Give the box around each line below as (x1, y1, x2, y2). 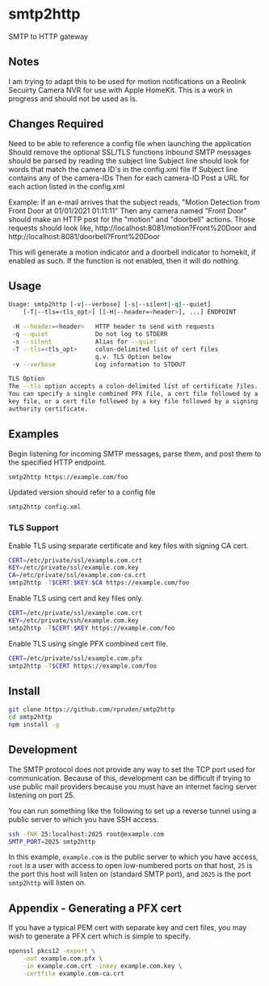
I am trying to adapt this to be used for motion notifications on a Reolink (8, 76, 246, 86)
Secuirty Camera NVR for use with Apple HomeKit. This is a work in (8, 85, 233, 95)
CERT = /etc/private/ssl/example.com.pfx (8, 654, 143, 663)
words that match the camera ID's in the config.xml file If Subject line (8, 164, 238, 174)
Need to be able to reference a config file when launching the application (8, 138, 252, 148)
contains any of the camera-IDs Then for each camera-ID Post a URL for (8, 173, 250, 183)
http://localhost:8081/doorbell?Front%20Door (8, 231, 160, 241)
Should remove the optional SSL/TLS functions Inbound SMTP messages (8, 147, 252, 157)
